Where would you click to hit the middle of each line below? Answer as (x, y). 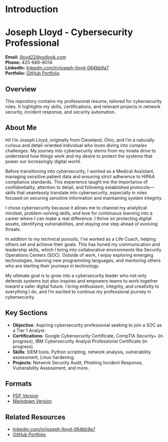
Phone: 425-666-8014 (29, 63)
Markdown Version (32, 401)
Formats (18, 384)
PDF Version (25, 396)
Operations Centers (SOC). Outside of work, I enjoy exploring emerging (79, 255)
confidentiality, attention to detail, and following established (67, 187)
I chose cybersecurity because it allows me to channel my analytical (76, 207)
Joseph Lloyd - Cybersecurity (69, 33)
